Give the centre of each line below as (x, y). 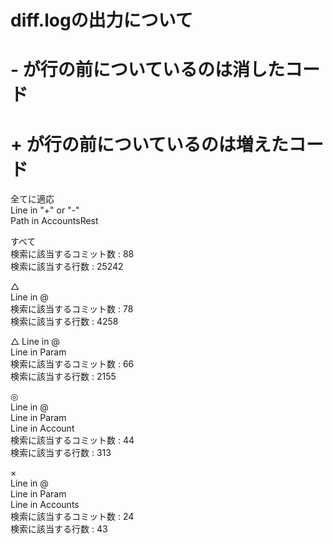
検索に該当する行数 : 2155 (63, 377)
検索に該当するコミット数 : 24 (72, 517)
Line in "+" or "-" (45, 210)
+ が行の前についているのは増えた (149, 144)
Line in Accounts (45, 505)
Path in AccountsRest (54, 221)
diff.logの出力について (101, 20)
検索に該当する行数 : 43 (59, 529)
